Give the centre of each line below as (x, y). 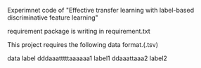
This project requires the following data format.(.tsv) (83, 45)
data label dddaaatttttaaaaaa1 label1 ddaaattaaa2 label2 (87, 58)
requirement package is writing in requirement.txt (79, 31)
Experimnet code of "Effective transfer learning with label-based (101, 10)
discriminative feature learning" (53, 18)
